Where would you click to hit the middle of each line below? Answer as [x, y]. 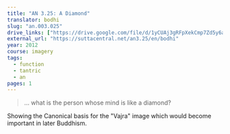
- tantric [27, 70]
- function [29, 64]
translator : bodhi [33, 20]
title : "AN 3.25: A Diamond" [49, 13]
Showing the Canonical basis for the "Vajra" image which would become [109, 116]
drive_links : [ [29, 32]
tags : [15, 58]
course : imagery [30, 52]
